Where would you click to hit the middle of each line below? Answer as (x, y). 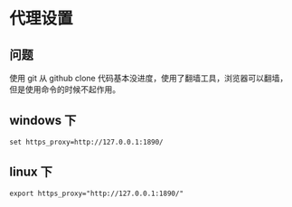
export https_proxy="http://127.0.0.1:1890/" (96, 193)
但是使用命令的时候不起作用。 (65, 89)
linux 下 (31, 172)
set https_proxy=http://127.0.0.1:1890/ (87, 142)
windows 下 (43, 121)
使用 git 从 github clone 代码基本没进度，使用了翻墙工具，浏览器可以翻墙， (149, 78)
